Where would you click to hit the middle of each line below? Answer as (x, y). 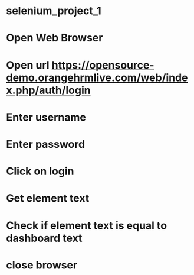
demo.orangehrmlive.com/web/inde (97, 77)
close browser (42, 265)
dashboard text (44, 238)
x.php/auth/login (48, 90)
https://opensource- (103, 65)
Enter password (46, 144)
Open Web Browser (55, 38)
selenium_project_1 (54, 11)
